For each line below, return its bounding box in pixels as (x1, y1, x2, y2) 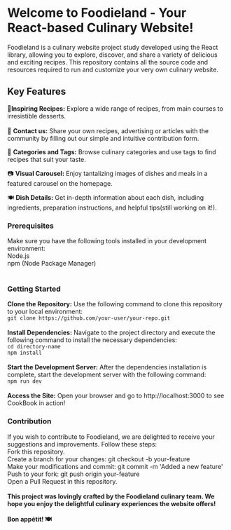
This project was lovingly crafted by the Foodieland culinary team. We (7, 492, 215, 501)
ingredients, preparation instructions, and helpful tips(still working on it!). (7, 203, 217, 212)
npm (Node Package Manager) (7, 259, 97, 268)
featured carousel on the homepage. (7, 179, 113, 187)
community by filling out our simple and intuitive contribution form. (7, 134, 199, 142)
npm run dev (7, 378, 42, 385)
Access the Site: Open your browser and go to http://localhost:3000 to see (7, 391, 225, 400)
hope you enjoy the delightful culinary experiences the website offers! (7, 499, 216, 508)
